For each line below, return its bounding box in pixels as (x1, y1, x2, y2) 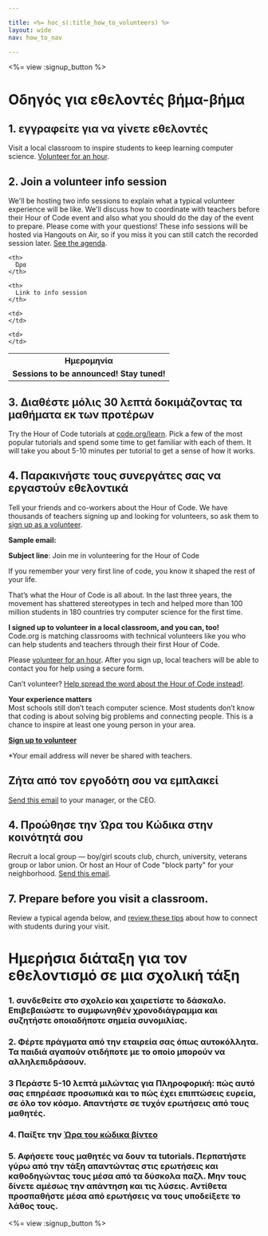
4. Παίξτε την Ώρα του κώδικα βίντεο (8, 1129, 158, 1140)
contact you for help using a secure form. (8, 664, 145, 673)
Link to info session (15, 289, 88, 297)
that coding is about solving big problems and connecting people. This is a (8, 711, 254, 721)
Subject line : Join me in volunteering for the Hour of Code (8, 550, 199, 560)
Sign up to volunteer (8, 735, 77, 745)
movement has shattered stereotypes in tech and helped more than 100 (8, 598, 243, 608)
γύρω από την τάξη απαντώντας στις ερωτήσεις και (8, 1161, 219, 1172)
